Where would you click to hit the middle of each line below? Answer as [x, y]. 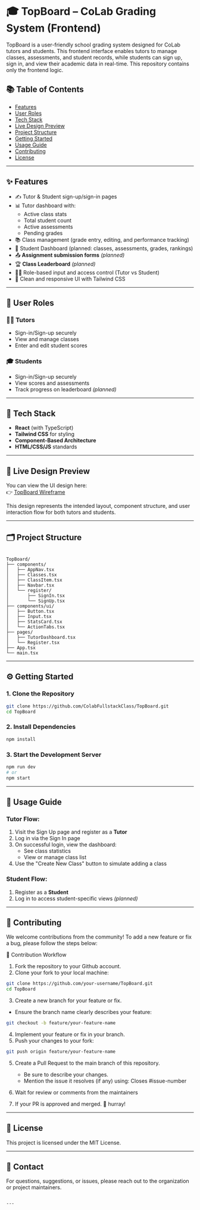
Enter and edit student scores [51, 345]
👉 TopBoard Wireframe [36, 492]
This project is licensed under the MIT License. [64, 1142]
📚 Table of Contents [45, 90]
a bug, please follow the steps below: [52, 943]
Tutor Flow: [23, 819]
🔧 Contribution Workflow [36, 955]
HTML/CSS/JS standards [46, 447]
